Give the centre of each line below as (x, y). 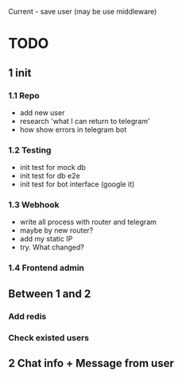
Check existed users (49, 337)
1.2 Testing (30, 150)
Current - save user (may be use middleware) (83, 12)
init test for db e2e (50, 176)
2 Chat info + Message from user (91, 363)
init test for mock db (52, 168)
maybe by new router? (56, 230)
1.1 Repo (24, 95)
